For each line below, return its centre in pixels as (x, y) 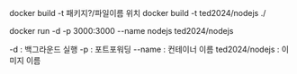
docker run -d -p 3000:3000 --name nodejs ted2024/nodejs (121, 31)
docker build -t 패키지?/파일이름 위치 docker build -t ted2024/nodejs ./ (138, 13)
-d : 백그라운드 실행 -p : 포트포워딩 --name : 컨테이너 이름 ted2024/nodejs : (144, 49)
